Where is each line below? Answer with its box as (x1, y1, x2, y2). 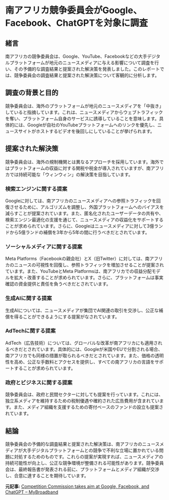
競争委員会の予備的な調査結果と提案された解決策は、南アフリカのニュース (5, 441, 160, 447)
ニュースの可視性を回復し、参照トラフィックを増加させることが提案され (14, 262, 164, 268)
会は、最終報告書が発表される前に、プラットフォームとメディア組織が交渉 (5, 466, 160, 472)
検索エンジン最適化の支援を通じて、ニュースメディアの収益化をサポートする (5, 216, 164, 222)
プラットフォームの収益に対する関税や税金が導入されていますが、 (9, 165, 146, 171)
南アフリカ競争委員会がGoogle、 (5, 5, 142, 16)
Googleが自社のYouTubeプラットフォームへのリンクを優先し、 (27, 122, 158, 128)
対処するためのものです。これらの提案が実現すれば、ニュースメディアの (14, 453, 163, 460)
